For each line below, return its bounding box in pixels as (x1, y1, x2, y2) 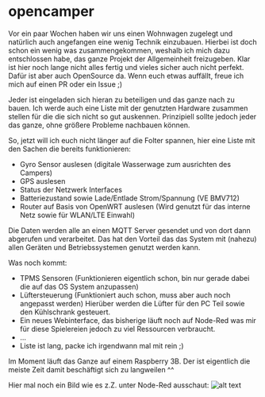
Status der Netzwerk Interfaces (19, 185, 123, 194)
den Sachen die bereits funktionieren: (8, 144, 131, 154)
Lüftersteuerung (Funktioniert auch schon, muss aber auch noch (19, 290, 231, 300)
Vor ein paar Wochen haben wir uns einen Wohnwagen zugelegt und (8, 29, 233, 38)
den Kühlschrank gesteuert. (19, 307, 111, 317)
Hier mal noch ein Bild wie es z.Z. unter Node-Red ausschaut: (8, 380, 209, 390)
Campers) (19, 168, 53, 177)
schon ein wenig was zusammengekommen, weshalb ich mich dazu (8, 45, 230, 55)
